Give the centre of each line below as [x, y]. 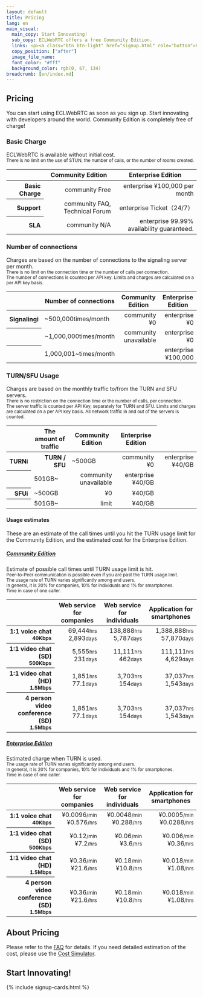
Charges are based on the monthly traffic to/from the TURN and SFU [92, 389]
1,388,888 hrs [174, 630]
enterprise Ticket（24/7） [156, 208]
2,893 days [83, 638]
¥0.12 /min [83, 836]
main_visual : [23, 29]
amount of [50, 439]
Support [29, 208]
